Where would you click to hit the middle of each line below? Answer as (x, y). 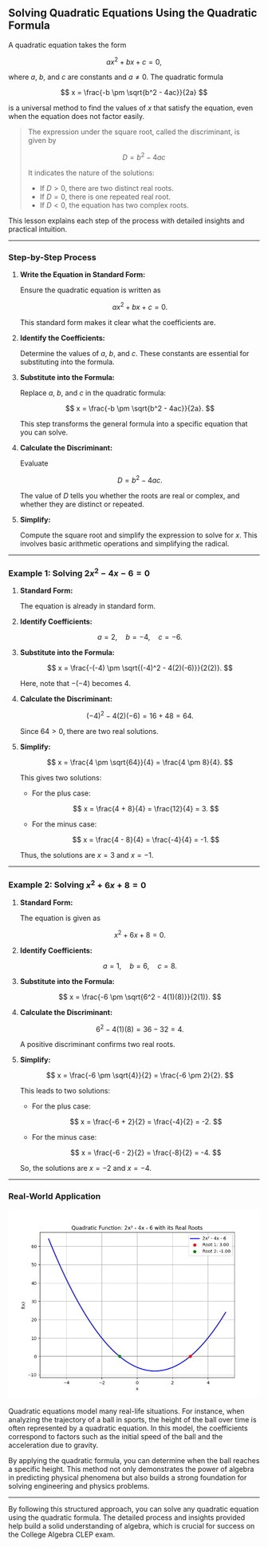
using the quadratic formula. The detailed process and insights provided (127, 1517)
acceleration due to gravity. (53, 1445)
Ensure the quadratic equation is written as (90, 290)
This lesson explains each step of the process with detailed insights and (126, 221)
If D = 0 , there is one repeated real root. (105, 197)
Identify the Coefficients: (62, 338)
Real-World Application (55, 1196)
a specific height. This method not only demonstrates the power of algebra (131, 1469)
